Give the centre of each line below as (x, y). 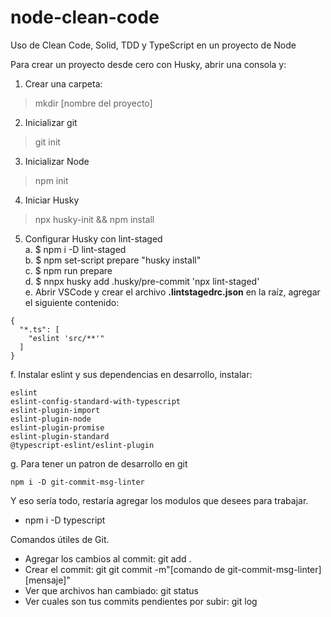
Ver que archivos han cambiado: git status (111, 590)
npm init (51, 180)
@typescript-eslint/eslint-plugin (82, 445)
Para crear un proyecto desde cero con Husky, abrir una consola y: (148, 64)
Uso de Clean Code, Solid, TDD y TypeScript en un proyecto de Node (153, 45)
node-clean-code (85, 17)
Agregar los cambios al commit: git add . (108, 558)
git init (47, 142)
